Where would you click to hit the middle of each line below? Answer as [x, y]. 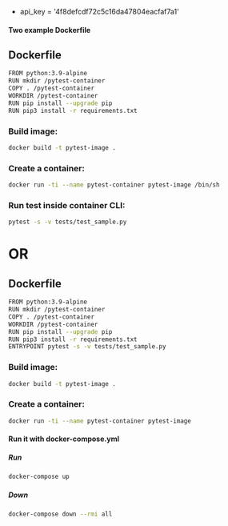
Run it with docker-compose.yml [64, 439]
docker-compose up [39, 477]
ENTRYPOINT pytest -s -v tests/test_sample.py [87, 347]
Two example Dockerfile [50, 30]
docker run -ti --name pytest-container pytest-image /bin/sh [114, 185]
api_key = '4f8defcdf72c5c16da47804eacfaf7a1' [100, 12]
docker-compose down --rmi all [60, 514]
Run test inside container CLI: [67, 205]
